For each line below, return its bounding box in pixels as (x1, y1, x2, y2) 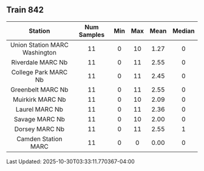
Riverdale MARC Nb (11, 58, 68, 66)
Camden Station (16, 135, 63, 143)
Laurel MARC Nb (15, 105, 64, 113)
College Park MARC (11, 68, 68, 76)
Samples (78, 30, 105, 39)
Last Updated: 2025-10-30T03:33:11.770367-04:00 (6, 158, 135, 165)
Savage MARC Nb (14, 115, 66, 123)
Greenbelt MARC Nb (10, 85, 69, 93)
